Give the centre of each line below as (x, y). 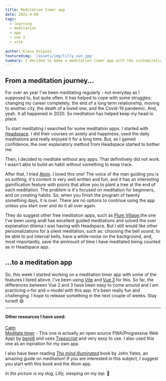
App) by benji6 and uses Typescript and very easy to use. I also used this (80, 338)
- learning (21, 24)
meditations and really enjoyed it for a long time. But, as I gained (70, 139)
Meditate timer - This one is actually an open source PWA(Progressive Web (82, 333)
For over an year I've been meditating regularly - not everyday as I (72, 93)
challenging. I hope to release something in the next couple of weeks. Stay (81, 295)
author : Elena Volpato (28, 51)
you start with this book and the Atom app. (48, 364)
